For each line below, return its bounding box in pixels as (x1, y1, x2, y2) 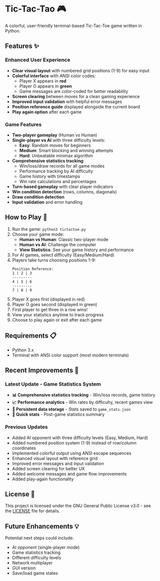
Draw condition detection (12, 194, 64, 200)
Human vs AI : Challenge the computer (19, 241, 96, 247)
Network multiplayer (12, 560, 53, 566)
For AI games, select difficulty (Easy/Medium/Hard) (12, 252, 115, 257)
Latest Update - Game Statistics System (5, 380, 101, 387)
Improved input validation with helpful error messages (12, 99, 122, 104)
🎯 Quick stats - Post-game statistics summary (12, 411, 105, 417)
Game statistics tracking (12, 549, 61, 556)
